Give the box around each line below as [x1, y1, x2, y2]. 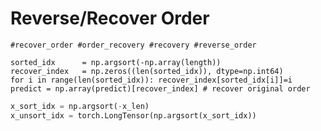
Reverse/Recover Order [10, 7, 210, 30]
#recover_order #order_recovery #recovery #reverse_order [10, 40, 257, 50]
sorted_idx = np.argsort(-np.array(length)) [10, 57, 222, 67]
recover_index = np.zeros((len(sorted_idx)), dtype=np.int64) [10, 66, 284, 76]
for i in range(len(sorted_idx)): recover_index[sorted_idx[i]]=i [10, 75, 293, 85]
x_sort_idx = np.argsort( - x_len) [10, 101, 150, 111]
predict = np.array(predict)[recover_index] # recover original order [10, 83, 311, 94]
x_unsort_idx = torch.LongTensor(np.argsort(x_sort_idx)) [10, 110, 257, 121]
